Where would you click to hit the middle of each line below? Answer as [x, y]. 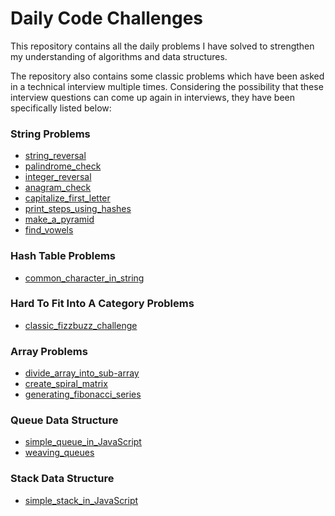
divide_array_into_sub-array [82, 373]
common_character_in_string [84, 278]
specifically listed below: [61, 108]
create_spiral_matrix [66, 384]
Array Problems [49, 351]
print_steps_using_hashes [78, 209]
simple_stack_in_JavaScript [81, 500]
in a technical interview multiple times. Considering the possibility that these [167, 86]
